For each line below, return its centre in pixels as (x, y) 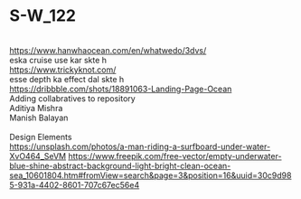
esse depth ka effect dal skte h (67, 79)
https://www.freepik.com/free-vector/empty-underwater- (174, 156)
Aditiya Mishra (36, 108)
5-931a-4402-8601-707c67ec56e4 (75, 185)
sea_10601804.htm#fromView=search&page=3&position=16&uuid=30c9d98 (150, 175)
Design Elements (41, 137)
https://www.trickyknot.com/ (63, 70)
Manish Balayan (39, 118)
